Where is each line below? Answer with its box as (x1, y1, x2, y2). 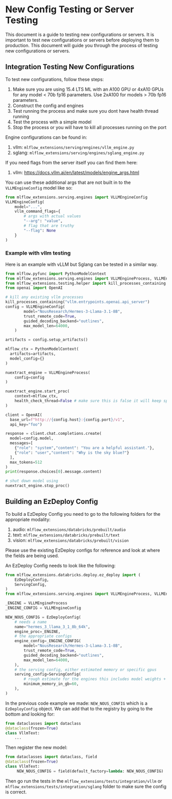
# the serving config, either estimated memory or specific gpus (14, 667, 157, 672)
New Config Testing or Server (5, 4, 134, 15)
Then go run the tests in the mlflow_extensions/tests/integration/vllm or (5, 777, 162, 784)
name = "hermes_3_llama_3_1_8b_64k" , (14, 624, 91, 629)
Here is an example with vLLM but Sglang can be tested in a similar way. (5, 261, 158, 267)
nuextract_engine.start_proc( (5, 389, 70, 394)
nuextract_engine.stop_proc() (5, 483, 70, 489)
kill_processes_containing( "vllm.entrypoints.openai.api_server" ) (5, 300, 150, 305)
